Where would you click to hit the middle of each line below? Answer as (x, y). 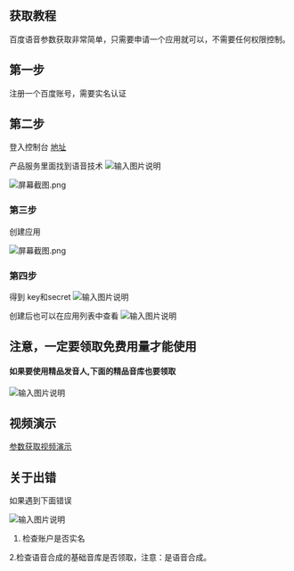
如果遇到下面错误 (41, 501)
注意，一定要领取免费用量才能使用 (103, 347)
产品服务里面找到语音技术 (56, 166)
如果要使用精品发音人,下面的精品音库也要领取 (93, 371)
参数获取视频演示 (41, 447)
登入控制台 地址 (38, 147)
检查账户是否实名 (53, 539)
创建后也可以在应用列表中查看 (64, 316)
